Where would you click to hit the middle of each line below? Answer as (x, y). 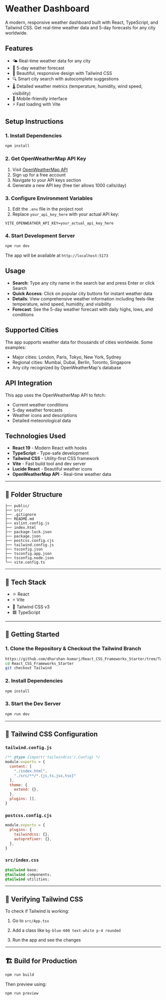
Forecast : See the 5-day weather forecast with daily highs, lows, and (83, 309)
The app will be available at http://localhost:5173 (57, 255)
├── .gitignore (21, 515)
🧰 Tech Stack (26, 582)
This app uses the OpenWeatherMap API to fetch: (56, 395)
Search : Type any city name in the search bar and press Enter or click (83, 283)
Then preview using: (26, 984)
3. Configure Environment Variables (49, 198)
